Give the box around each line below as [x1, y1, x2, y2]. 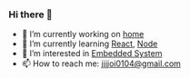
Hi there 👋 [8, 8, 54, 21]
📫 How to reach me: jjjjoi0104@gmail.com [21, 58, 181, 69]
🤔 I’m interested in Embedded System [21, 48, 163, 59]
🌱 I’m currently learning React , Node [21, 38, 158, 49]
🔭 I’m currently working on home [21, 29, 145, 40]
